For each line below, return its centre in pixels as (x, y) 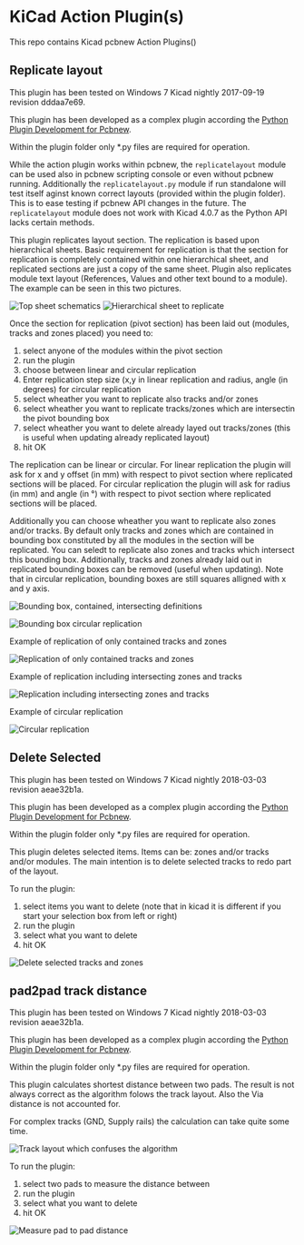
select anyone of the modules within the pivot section (123, 351)
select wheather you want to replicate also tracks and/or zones (140, 399)
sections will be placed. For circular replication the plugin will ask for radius (150, 484)
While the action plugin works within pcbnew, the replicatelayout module (148, 164)
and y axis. (29, 588)
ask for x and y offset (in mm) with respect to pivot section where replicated (151, 474)
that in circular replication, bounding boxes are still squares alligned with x (148, 578)
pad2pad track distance (78, 990)
